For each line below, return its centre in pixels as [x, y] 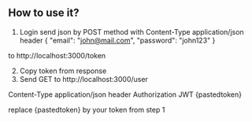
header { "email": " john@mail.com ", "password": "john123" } [117, 40]
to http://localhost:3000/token [57, 55]
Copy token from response [63, 71]
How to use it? [44, 13]
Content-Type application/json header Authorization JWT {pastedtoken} [125, 94]
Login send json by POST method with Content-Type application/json [132, 31]
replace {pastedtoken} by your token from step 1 [87, 109]
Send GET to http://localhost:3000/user [83, 79]
